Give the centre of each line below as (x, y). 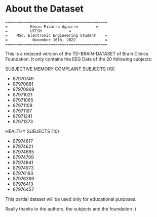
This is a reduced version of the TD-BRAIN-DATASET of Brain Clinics (77, 53)
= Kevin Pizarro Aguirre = (52, 26)
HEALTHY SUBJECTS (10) (32, 131)
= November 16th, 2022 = (56, 40)
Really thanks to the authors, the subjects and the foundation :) (71, 209)
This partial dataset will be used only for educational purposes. (71, 199)
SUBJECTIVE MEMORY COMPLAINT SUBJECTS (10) (60, 69)
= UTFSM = (38, 31)
